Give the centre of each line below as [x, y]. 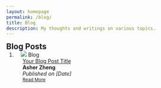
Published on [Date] [47, 74]
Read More [34, 80]
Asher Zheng [39, 67]
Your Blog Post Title [47, 61]
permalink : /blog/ [29, 17]
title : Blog [21, 23]
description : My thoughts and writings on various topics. [81, 28]
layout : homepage [28, 12]
